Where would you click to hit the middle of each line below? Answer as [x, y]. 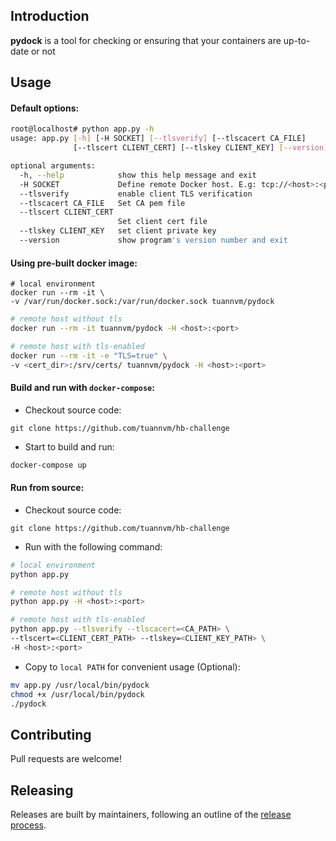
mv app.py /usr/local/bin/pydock [80, 685]
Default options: [45, 108]
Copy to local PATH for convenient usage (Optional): [132, 666]
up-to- [297, 40]
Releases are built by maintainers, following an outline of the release [151, 815]
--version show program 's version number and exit [153, 240]
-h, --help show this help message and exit [138, 175]
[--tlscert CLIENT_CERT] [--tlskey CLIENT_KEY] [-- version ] [201, 148]
